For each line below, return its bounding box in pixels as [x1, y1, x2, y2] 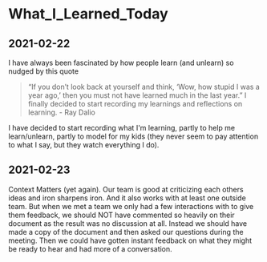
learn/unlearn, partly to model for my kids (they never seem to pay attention [8, 131, 259, 141]
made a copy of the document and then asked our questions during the [8, 227, 244, 236]
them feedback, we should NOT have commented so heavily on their [8, 210, 235, 220]
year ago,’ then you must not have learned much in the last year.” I [27, 91, 247, 100]
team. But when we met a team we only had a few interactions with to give [8, 201, 254, 211]
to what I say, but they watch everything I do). [8, 140, 160, 149]
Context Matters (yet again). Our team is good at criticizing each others [8, 184, 244, 194]
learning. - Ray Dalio [27, 107, 96, 117]
